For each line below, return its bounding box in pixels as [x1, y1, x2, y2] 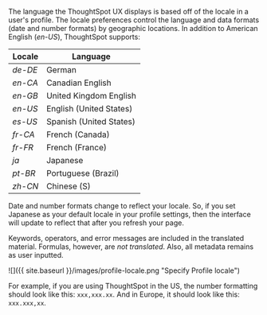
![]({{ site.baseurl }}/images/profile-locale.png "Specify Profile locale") [8, 266, 241, 275]
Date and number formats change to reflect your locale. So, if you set [8, 201, 236, 210]
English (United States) [46, 103, 133, 114]
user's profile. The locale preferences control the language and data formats [8, 15, 260, 25]
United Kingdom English [46, 91, 137, 101]
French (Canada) [46, 129, 110, 140]
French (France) [46, 142, 108, 153]
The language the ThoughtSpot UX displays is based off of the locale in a [8, 7, 249, 16]
